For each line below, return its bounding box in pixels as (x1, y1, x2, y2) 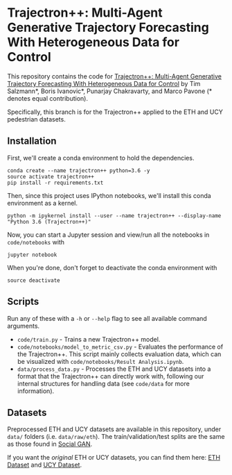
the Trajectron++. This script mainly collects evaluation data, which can (17, 349, 222, 358)
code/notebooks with (7, 237, 64, 246)
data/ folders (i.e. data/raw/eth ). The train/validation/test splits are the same (7, 433, 225, 441)
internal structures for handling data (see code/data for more (17, 379, 190, 387)
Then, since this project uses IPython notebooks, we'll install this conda (7, 191, 211, 199)
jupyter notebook (7, 251, 57, 258)
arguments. (7, 322, 40, 330)
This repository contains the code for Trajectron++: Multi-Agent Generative (7, 72, 222, 81)
